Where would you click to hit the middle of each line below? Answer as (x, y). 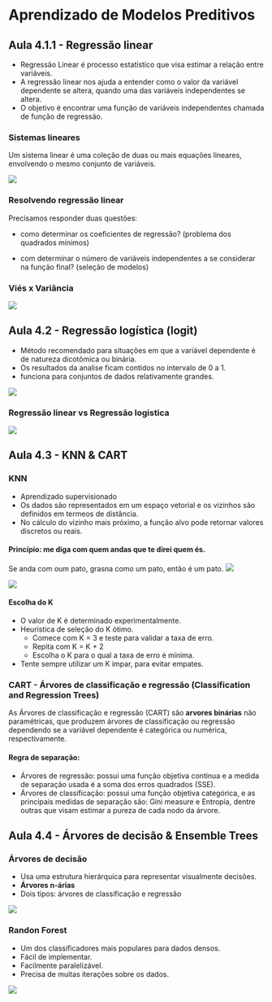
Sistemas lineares (44, 138)
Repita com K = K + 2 (68, 647)
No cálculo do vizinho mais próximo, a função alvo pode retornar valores (142, 522)
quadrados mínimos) (54, 243)
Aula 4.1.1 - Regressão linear (81, 45)
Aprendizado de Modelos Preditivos (132, 15)
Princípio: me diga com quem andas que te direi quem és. (107, 549)
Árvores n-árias (47, 886)
